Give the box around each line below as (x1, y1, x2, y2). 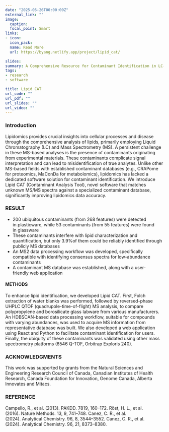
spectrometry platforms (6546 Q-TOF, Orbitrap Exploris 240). (5, 341, 132, 347)
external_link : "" (5, 12, 44, 17)
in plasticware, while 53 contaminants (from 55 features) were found (12, 221, 155, 227)
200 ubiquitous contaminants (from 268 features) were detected (12, 216, 147, 222)
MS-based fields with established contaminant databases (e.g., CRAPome (5, 165, 158, 171)
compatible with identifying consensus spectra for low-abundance (12, 254, 151, 260)
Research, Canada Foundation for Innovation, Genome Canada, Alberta (5, 376, 152, 382)
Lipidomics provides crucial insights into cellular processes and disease (5, 133, 154, 139)
